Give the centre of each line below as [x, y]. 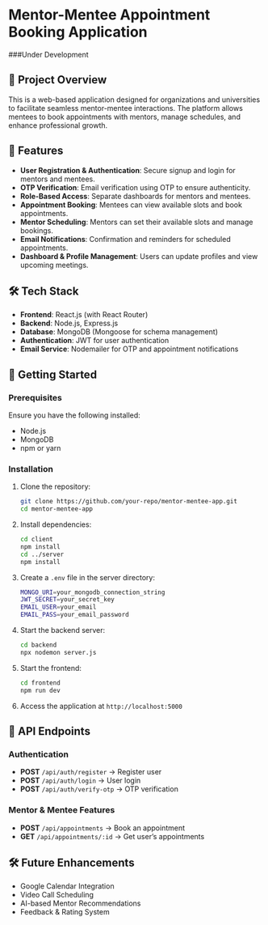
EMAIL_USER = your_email [58, 607]
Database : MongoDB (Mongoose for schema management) [119, 332]
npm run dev [40, 690]
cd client [37, 540]
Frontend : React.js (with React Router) [84, 315]
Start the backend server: [63, 630]
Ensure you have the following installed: [75, 415]
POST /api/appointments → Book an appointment [103, 828]
